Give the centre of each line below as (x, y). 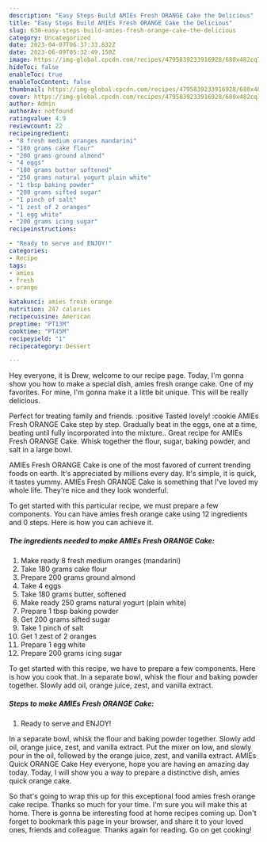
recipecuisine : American (50, 317)
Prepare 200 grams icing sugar (71, 653)
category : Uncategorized (50, 38)
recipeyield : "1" (38, 339)
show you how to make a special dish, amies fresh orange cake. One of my (132, 384)
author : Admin (32, 104)
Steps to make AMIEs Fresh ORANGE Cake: (82, 703)
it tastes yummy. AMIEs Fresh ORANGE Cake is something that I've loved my (133, 482)
